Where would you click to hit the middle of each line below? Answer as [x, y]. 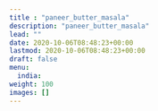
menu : [19, 68]
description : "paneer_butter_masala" [79, 26]
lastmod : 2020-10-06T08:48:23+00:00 [77, 51]
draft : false [33, 59]
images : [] [29, 92]
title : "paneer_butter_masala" [69, 17]
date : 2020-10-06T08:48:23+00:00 [71, 43]
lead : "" [25, 34]
